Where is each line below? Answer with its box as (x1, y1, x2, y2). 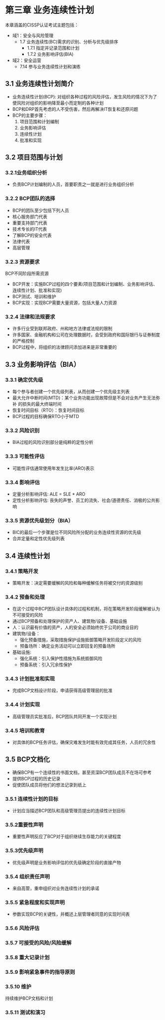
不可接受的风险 (12, 612, 43, 618)
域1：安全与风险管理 (12, 32, 54, 38)
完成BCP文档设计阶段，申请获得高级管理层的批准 (12, 687, 113, 693)
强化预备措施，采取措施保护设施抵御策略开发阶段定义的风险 (19, 637, 142, 643)
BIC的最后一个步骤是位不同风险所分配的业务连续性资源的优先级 (12, 529, 141, 535)
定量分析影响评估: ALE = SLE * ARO (12, 491, 86, 497)
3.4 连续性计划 (5, 551, 51, 560)
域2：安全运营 (12, 57, 42, 63)
